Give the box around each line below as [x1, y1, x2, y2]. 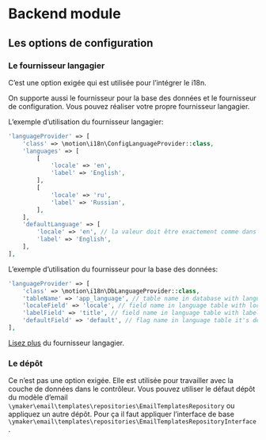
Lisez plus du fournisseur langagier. [8, 338, 125, 347]
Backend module [8, 5, 121, 23]
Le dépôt [8, 358, 44, 369]
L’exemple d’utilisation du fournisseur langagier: [8, 116, 164, 127]
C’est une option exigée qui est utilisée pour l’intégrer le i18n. [8, 78, 207, 87]
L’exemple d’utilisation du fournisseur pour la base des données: [8, 264, 218, 274]
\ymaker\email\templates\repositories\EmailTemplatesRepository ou [8, 401, 235, 411]
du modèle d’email [8, 393, 69, 402]
